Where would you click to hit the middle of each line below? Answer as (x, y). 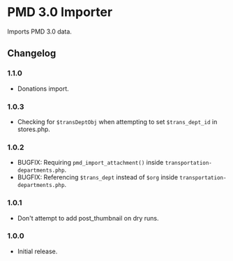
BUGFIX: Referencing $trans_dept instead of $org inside (98, 177)
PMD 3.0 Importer (60, 12)
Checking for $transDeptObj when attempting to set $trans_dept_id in (117, 121)
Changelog (32, 53)
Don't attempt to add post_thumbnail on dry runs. (88, 218)
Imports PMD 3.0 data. (39, 31)
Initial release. (37, 251)
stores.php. (34, 129)
